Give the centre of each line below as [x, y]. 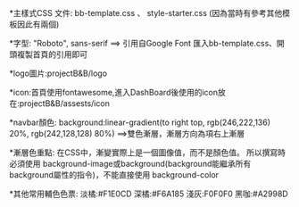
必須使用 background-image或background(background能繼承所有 [130, 164]
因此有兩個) [38, 24]
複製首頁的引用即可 [52, 54]
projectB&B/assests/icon [64, 103]
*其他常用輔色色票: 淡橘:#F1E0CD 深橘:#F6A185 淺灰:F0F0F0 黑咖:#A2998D [149, 194]
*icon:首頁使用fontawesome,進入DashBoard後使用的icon [114, 92]
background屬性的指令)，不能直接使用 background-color [114, 175]
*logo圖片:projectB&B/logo [58, 73]
